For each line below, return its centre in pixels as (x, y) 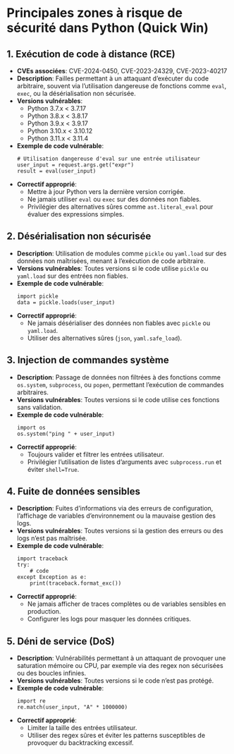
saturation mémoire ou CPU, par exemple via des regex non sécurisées (120, 666)
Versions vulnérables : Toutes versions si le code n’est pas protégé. (115, 681)
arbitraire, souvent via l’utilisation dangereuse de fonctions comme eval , (122, 86)
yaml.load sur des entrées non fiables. (72, 276)
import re (31, 701)
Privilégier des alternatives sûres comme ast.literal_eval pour (120, 207)
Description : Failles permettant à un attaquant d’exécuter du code (113, 78)
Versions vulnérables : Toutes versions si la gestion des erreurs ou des (120, 531)
